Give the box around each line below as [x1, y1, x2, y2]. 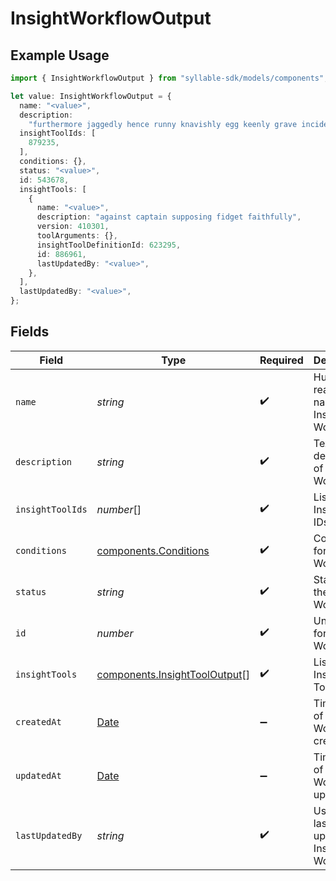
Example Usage [10, 47, 110, 64]
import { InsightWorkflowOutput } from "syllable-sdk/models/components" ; [10, 73, 329, 83]
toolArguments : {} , [36, 231, 118, 241]
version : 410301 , [36, 222, 110, 232]
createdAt [15, 716, 62, 727]
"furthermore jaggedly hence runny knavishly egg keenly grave [28, 119, 298, 129]
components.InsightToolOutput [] [96, 667, 250, 681]
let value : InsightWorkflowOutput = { [10, 91, 172, 101]
